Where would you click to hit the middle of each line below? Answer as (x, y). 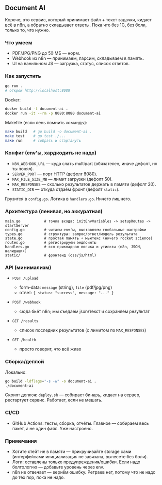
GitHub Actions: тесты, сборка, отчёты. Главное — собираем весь (81, 423)
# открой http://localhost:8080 (38, 91)
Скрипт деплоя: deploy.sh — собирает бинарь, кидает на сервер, (73, 395)
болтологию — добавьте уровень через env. (58, 467)
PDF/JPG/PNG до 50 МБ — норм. (46, 53)
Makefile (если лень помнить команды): (46, 122)
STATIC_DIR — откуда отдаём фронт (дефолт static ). (66, 189)
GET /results (25, 321)
